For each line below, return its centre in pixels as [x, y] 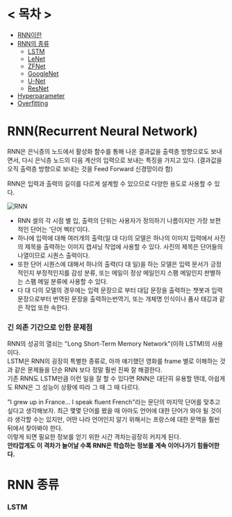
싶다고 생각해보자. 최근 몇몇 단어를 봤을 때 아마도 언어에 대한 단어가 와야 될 [108, 411]
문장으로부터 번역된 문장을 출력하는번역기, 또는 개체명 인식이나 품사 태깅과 [117, 299]
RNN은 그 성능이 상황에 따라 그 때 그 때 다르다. [77, 388]
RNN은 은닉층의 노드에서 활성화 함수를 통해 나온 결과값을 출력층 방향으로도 [108, 151]
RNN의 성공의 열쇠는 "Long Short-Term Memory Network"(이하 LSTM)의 [109, 344]
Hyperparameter [41, 95]
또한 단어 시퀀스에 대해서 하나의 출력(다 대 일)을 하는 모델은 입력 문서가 [113, 264]
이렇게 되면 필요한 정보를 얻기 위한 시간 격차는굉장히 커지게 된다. [94, 437]
